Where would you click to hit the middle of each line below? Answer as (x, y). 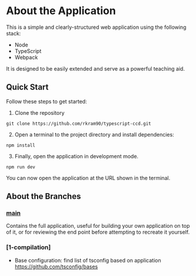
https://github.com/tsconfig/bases (56, 267)
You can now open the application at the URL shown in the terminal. (88, 178)
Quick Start (27, 87)
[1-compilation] (29, 247)
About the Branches (44, 196)
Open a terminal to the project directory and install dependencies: (94, 134)
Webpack (26, 57)
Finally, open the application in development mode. (77, 156)
